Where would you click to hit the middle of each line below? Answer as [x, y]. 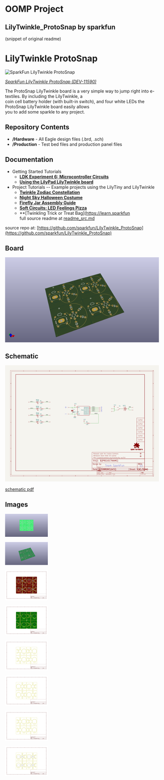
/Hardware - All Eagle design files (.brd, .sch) [58, 139]
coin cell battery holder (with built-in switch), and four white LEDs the [75, 101]
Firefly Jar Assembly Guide [48, 203]
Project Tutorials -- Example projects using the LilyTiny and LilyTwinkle [83, 187]
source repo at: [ [22, 228]
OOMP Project [34, 9]
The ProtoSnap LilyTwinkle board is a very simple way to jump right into [77, 91]
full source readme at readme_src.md [57, 218]
